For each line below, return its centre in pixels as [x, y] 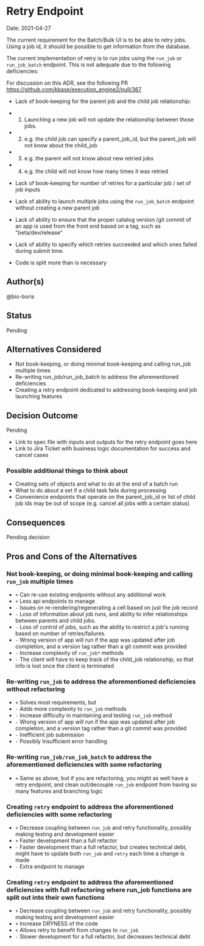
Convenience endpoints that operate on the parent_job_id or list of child [105, 497]
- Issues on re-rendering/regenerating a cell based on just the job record [106, 607]
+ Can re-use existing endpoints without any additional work [90, 595]
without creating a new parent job [57, 208]
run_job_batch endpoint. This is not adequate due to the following [89, 65]
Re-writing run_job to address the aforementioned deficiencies [101, 682]
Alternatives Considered [54, 349]
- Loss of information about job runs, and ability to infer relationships [101, 614]
